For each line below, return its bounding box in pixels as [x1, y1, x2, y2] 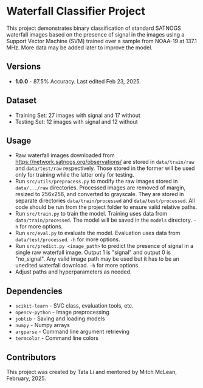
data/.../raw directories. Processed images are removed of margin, [15, 184, 186, 191]
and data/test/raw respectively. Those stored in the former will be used [15, 164, 195, 172]
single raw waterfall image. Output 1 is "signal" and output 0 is [15, 249, 171, 256]
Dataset [6, 96, 37, 106]
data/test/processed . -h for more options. [15, 236, 120, 243]
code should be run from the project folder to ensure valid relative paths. [15, 203, 198, 211]
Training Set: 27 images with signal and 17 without [15, 111, 141, 119]
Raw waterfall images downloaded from [15, 152, 115, 159]
